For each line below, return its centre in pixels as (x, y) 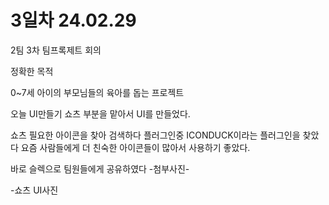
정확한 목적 (32, 71)
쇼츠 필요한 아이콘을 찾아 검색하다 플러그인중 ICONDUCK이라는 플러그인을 (155, 135)
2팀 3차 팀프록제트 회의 (56, 50)
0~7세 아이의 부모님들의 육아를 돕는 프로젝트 (97, 92)
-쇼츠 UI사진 (34, 190)
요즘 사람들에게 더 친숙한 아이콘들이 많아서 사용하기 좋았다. (135, 147)
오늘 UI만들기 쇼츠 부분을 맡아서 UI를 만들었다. (100, 113)
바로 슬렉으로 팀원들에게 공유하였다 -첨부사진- (100, 168)
